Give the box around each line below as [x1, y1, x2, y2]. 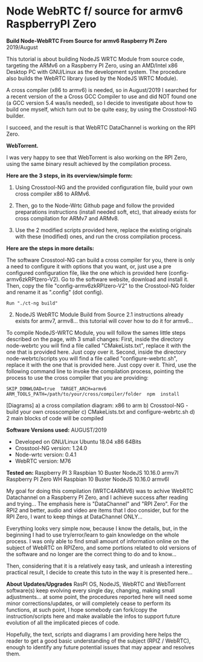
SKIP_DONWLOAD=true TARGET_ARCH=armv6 [6, 386, 107, 392]
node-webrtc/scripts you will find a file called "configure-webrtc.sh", [6, 354, 178, 362]
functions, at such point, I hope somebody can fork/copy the [6, 606, 157, 613]
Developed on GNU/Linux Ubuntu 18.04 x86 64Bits [14, 438, 142, 445]
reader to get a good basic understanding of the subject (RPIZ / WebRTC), [6, 637, 191, 644]
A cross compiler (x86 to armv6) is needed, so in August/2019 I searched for [6, 86, 198, 93]
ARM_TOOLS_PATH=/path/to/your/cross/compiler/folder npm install [6, 391, 180, 397]
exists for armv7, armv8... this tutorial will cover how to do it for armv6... [14, 317, 193, 325]
